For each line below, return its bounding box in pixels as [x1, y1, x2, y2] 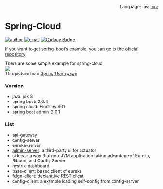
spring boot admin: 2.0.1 [12, 109, 60, 115]
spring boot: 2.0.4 [12, 99, 49, 104]
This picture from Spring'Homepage [5, 70, 77, 76]
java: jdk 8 [12, 93, 33, 100]
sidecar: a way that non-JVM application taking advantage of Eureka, [12, 152, 150, 158]
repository [5, 51, 26, 57]
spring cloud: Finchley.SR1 [12, 104, 65, 110]
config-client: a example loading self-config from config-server [12, 178, 139, 184]
